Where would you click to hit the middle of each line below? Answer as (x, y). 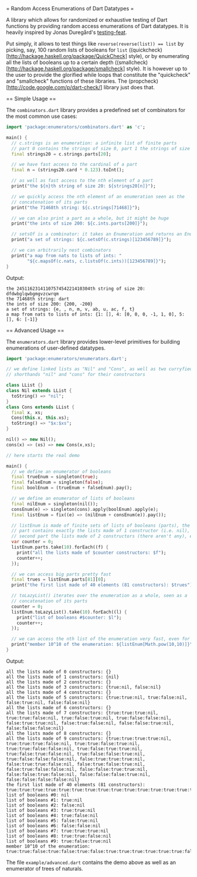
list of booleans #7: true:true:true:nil (57, 831)
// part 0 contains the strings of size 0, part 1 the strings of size (101, 148)
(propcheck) (143, 81)
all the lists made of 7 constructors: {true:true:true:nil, (82, 713)
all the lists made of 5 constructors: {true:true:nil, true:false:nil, (97, 697)
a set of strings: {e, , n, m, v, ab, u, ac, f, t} (70, 309)
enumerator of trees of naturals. (45, 868)
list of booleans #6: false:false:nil (53, 826)
